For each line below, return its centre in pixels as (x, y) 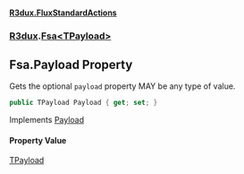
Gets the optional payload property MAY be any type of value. (122, 86)
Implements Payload (47, 120)
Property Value (38, 140)
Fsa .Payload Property (71, 64)
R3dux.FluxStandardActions (63, 13)
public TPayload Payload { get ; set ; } (84, 103)
